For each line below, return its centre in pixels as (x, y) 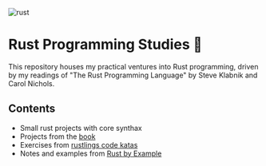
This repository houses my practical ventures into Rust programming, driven (133, 66)
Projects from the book (58, 136)
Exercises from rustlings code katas (79, 144)
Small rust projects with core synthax (81, 128)
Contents (32, 109)
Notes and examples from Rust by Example (91, 153)
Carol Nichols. (32, 83)
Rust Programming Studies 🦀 (105, 45)
